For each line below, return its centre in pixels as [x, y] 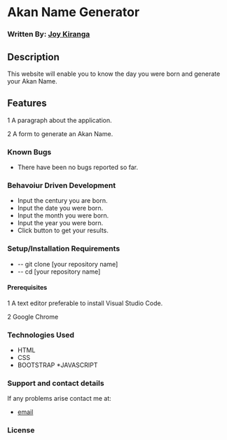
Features [27, 104]
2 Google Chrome [33, 316]
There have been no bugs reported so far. [78, 167]
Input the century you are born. [62, 201]
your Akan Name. [32, 81]
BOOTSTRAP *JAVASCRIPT [57, 365]
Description [33, 57]
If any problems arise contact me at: [60, 399]
